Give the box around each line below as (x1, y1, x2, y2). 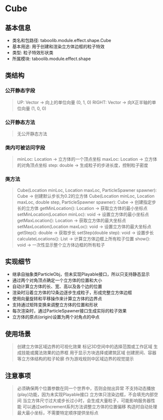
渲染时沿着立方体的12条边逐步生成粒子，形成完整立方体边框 (12, 290, 133, 295)
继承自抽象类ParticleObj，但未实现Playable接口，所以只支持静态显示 (12, 272, 150, 277)
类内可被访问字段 (5, 144, 45, 151)
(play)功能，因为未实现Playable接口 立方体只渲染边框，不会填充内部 (17, 392, 154, 398)
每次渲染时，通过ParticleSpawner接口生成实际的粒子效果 (12, 308, 127, 314)
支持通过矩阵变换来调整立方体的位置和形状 (12, 302, 98, 308)
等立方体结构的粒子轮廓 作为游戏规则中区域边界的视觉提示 (17, 356, 134, 362)
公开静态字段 (5, 87, 36, 94)
